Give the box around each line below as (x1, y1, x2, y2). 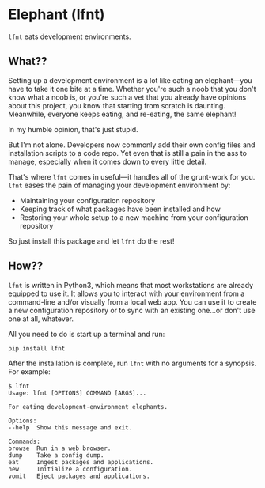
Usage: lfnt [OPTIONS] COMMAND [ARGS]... (8, 389, 147, 397)
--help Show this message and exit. (8, 423, 133, 432)
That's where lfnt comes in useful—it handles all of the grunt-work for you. (8, 172, 256, 181)
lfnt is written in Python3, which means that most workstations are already (8, 280, 254, 289)
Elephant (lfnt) (8, 6, 105, 24)
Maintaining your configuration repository (19, 195, 156, 205)
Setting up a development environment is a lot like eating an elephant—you (8, 75, 252, 85)
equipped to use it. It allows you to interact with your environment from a (8, 289, 245, 298)
